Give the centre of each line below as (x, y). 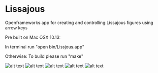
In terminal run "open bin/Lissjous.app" (45, 47)
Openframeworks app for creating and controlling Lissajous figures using (79, 23)
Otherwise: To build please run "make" (44, 56)
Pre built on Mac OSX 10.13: (33, 37)
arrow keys (16, 27)
